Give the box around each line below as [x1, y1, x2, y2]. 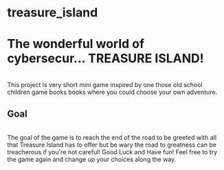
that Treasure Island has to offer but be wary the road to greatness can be [7, 141, 216, 149]
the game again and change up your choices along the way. [7, 155, 177, 163]
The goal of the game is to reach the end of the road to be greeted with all [7, 133, 217, 141]
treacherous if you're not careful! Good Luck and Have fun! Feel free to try [7, 147, 218, 156]
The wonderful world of [7, 36, 145, 52]
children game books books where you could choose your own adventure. [7, 88, 218, 97]
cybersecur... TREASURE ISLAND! [7, 51, 204, 66]
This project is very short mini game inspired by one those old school [7, 81, 203, 89]
